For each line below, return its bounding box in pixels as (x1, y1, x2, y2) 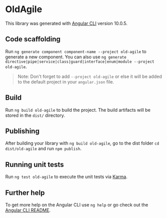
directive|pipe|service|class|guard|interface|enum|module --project (5, 59, 155, 64)
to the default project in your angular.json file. (17, 78, 115, 84)
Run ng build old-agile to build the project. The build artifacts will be (5, 107, 151, 113)
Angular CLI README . (5, 207, 51, 213)
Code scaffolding (5, 35, 61, 43)
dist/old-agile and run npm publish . (5, 146, 82, 152)
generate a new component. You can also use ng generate (5, 54, 127, 60)
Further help (5, 188, 45, 197)
